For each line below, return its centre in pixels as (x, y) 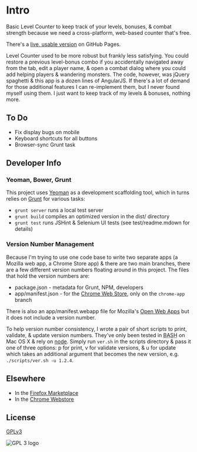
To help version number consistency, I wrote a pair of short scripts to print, (96, 329)
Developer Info (34, 163)
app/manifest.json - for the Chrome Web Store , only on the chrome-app (100, 293)
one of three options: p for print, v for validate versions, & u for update (91, 347)
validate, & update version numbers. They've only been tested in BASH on (96, 335)
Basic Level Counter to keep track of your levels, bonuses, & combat (89, 26)
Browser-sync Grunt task (45, 144)
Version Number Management (50, 244)
